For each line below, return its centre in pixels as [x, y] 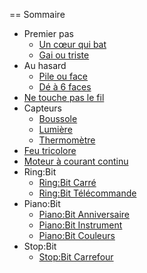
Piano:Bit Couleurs [77, 235]
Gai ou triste [64, 55]
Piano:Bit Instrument [80, 225]
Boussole [58, 118]
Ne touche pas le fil [64, 97]
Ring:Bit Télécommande [87, 193]
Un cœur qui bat [72, 44]
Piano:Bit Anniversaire [84, 214]
